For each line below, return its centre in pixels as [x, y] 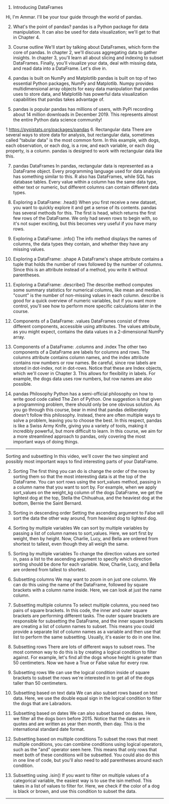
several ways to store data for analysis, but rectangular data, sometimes [80, 135]
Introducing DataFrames [38, 7]
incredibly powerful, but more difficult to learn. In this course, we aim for [88, 431]
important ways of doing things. [46, 442]
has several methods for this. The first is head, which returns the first [84, 213]
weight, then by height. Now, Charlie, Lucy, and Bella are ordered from [86, 538]
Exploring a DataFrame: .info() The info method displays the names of [85, 238]
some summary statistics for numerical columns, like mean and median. [87, 290]
